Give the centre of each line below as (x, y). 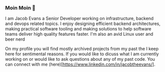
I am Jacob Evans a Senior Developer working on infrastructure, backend (79, 19)
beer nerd (15, 39)
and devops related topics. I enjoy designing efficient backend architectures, (83, 24)
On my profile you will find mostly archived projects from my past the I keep (82, 49)
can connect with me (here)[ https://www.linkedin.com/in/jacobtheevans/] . (80, 64)
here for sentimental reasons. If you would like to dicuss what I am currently (82, 54)
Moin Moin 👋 (20, 8)
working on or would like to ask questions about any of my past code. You (80, 59)
